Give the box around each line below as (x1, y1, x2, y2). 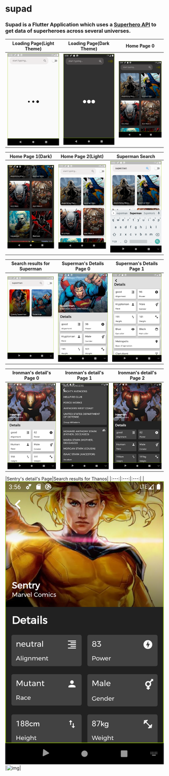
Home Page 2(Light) (60, 153, 104, 159)
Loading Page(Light (12, 40, 54, 46)
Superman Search (116, 153, 155, 159)
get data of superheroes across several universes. (5, 27, 131, 34)
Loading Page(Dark (68, 40, 110, 46)
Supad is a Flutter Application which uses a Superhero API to (5, 21, 157, 28)
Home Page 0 (125, 43, 155, 49)
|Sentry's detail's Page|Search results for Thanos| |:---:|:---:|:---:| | (5, 475, 144, 481)
